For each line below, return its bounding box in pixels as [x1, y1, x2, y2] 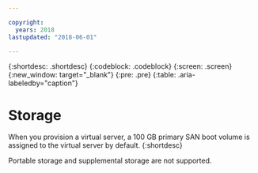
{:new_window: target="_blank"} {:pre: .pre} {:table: [8, 70, 176, 80]
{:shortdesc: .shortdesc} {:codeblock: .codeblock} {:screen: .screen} [8, 62, 233, 71]
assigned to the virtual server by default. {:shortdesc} [8, 141, 184, 150]
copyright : [8, 18, 44, 26]
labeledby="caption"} [8, 78, 78, 88]
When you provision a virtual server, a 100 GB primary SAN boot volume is [8, 132, 251, 142]
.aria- [177, 70, 195, 80]
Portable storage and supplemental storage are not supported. [8, 156, 212, 166]
